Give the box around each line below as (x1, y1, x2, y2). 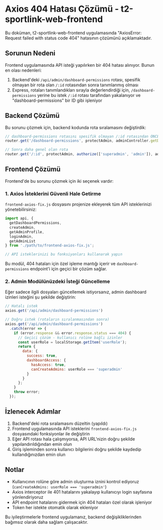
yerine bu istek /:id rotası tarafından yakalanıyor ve (37, 92, 141, 98)
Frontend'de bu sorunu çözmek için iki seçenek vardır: (5, 178, 114, 184)
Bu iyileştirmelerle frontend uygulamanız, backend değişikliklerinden (5, 514, 142, 520)
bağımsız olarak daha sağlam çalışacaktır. (5, 519, 88, 525)
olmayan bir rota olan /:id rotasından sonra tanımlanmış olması (12, 82, 139, 88)
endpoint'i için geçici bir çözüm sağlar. (30, 266, 107, 272)
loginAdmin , (9, 234, 34, 239)
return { (17, 344, 36, 349)
